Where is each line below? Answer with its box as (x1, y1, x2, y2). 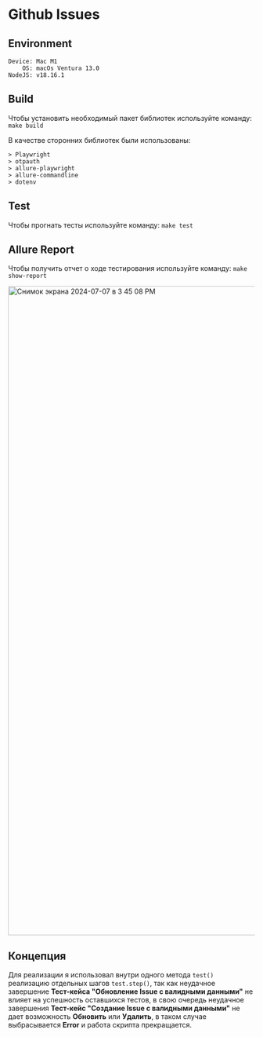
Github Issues (8, 5, 100, 24)
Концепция (8, 949, 67, 962)
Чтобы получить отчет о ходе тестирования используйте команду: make (8, 264, 248, 273)
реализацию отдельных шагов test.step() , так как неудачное (8, 979, 216, 988)
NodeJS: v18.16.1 (8, 71, 65, 79)
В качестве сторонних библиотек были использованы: (8, 135, 191, 144)
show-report (8, 272, 47, 280)
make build (8, 122, 44, 130)
